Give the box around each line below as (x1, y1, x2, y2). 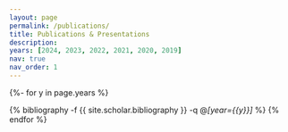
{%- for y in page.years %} (9, 87, 109, 98)
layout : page (9, 12, 58, 22)
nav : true (9, 54, 47, 63)
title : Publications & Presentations (9, 29, 150, 38)
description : (9, 37, 58, 47)
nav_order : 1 (9, 63, 58, 72)
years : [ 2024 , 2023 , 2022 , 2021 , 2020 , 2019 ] (9, 46, 182, 55)
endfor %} (9, 113, 47, 125)
